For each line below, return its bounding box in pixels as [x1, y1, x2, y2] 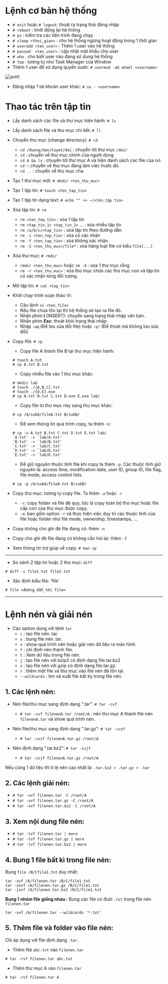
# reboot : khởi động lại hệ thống [12, 27, 80, 33]
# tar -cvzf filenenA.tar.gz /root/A [19, 736, 99, 741]
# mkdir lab [12, 380, 37, 385]
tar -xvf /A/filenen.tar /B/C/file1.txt [5, 878, 91, 884]
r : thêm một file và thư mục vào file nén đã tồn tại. [19, 668, 124, 674]
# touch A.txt [12, 358, 42, 363]
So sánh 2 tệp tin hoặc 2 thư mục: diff [12, 559, 92, 565]
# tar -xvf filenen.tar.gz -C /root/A [12, 798, 93, 803]
